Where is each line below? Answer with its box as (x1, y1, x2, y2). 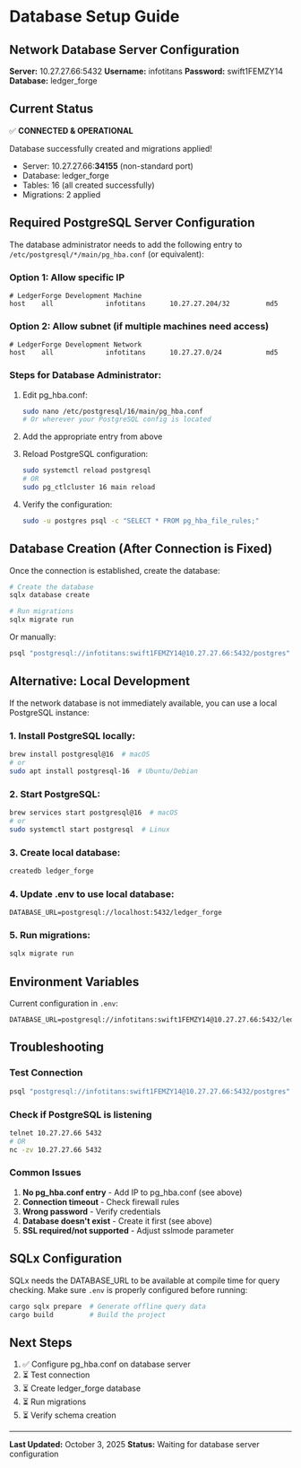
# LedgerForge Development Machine (9, 291, 142, 300)
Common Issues (9, 1166, 82, 1179)
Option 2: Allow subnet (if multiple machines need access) (9, 320, 270, 332)
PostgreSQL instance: (9, 707, 90, 717)
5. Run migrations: (9, 929, 91, 941)
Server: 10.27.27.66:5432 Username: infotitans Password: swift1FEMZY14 (9, 66, 284, 76)
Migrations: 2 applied (21, 189, 101, 199)
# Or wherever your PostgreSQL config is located (21, 415, 212, 424)
